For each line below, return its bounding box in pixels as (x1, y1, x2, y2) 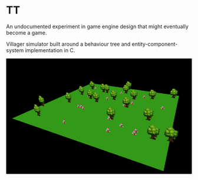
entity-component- (131, 40, 178, 47)
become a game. (6, 29, 47, 36)
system (6, 46, 24, 53)
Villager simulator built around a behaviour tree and (6, 40, 131, 47)
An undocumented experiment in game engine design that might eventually (6, 23, 189, 30)
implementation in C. (25, 46, 75, 53)
